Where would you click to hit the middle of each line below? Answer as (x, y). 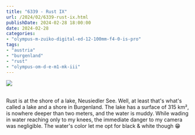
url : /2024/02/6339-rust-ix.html (47, 17)
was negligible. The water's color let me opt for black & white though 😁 (93, 126)
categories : (21, 34)
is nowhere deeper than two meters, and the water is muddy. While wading (97, 114)
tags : (13, 45)
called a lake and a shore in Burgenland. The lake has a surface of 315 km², (97, 107)
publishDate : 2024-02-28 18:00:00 (49, 22)
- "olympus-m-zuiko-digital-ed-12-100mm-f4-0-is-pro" (74, 39)
